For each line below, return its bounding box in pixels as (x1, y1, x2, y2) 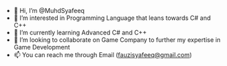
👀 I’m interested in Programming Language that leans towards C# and (13, 14, 211, 22)
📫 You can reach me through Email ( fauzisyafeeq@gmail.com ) (13, 51, 193, 58)
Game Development (13, 43, 70, 51)
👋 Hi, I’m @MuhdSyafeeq (13, 7, 85, 14)
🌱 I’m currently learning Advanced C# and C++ (13, 28, 147, 36)
